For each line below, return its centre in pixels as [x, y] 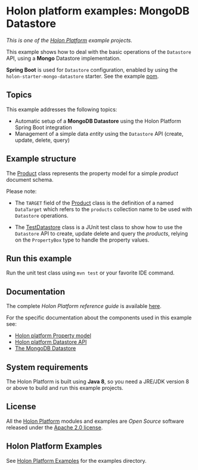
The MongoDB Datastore [45, 349]
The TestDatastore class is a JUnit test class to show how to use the [99, 227]
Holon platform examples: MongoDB [98, 11]
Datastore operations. [41, 215]
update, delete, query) [42, 140]
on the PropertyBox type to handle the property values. [82, 240]
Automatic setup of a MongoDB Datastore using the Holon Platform [98, 121]
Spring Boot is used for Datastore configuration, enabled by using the [92, 69]
